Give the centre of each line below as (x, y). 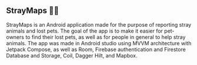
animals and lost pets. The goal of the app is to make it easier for (85, 31)
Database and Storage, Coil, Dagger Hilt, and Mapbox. (72, 55)
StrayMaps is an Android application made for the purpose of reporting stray (99, 24)
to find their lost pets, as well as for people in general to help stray (106, 37)
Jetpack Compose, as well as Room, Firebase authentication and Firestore (96, 49)
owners (15, 37)
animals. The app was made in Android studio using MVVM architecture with (99, 43)
